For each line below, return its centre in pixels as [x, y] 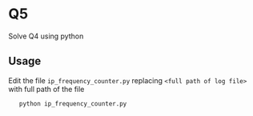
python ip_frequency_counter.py [73, 104]
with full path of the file [46, 89]
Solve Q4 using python [46, 36]
